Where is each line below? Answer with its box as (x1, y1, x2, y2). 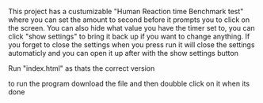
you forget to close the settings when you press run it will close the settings (8, 40, 255, 50)
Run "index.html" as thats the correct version (8, 64, 155, 73)
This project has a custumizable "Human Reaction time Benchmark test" (8, 7, 244, 16)
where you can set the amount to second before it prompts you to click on (8, 15, 250, 24)
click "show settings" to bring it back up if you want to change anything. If (8, 31, 250, 41)
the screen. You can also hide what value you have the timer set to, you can (8, 24, 255, 32)
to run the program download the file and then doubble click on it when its (8, 79, 250, 88)
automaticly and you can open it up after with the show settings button (8, 49, 239, 57)
